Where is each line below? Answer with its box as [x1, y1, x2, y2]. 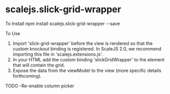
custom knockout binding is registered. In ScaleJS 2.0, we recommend [12, 45, 162, 52]
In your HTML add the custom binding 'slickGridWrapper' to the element [12, 56, 165, 62]
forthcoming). [12, 73, 42, 79]
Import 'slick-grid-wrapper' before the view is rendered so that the [12, 40, 153, 46]
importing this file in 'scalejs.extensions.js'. [12, 51, 103, 57]
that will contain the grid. [12, 62, 65, 68]
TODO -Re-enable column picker [5, 83, 75, 89]
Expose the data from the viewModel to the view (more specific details [12, 67, 162, 74]
